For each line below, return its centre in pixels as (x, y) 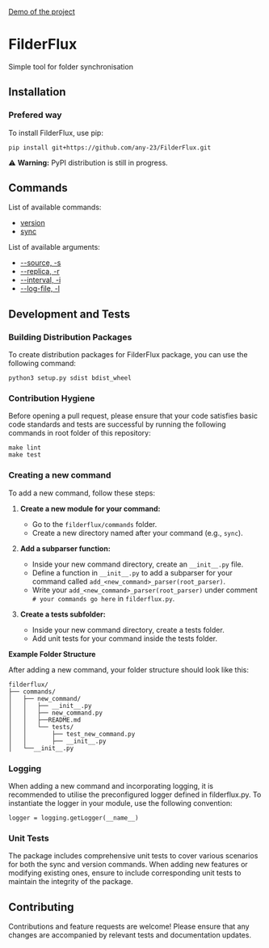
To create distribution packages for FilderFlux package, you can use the (128, 355)
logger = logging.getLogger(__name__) (74, 818)
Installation (37, 92)
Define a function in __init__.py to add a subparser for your (132, 572)
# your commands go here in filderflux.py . (103, 598)
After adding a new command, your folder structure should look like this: (128, 669)
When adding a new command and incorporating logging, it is (111, 786)
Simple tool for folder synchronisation (71, 66)
